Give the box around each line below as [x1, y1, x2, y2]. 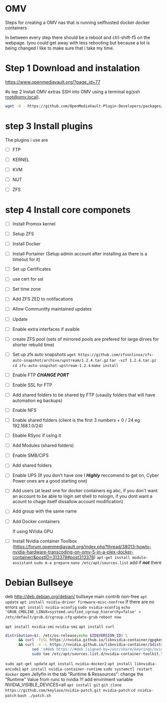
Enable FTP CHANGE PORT [12, 372, 70, 378]
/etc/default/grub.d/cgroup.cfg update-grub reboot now [5, 614, 121, 620]
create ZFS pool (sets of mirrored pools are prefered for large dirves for [12, 336, 159, 342]
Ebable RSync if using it [12, 432, 61, 439]
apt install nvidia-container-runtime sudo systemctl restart [22, 667, 153, 672]
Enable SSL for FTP [12, 382, 52, 388]
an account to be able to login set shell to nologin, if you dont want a [12, 493, 153, 499]
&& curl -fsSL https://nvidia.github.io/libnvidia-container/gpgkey [18, 638, 164, 643]
